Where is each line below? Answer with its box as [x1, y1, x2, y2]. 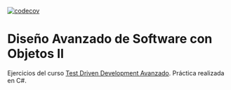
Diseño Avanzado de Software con [7, 31, 213, 47]
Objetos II [7, 46, 65, 62]
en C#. [7, 76, 27, 84]
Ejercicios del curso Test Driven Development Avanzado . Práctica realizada [7, 68, 225, 77]
